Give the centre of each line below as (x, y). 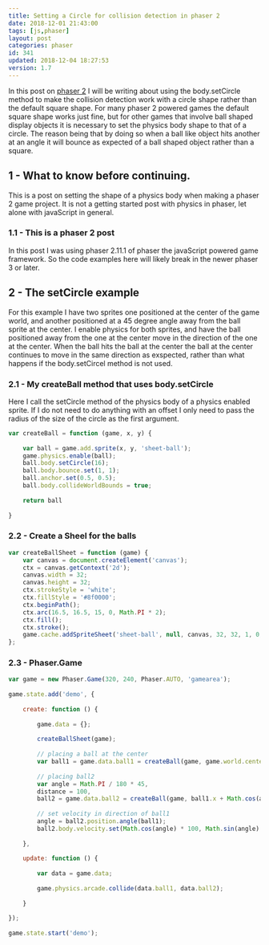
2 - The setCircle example (74, 293)
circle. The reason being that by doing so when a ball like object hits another (134, 133)
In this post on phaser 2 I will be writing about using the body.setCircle (124, 91)
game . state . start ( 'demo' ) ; (53, 933)
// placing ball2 (66, 776)
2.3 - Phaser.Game (45, 663)
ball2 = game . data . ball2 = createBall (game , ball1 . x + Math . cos (147, 799)
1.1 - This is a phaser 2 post (62, 233)
